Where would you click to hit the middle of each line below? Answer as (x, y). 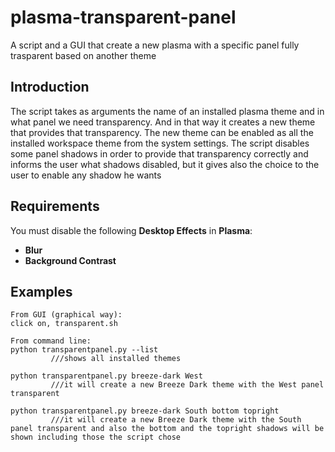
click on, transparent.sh (64, 324)
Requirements (55, 206)
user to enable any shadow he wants (86, 175)
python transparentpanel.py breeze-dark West (106, 376)
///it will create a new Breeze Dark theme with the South (176, 420)
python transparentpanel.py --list (84, 350)
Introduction (50, 87)
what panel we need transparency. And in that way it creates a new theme (163, 122)
